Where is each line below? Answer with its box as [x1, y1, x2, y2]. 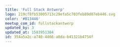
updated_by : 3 [5, 25, 34, 30]
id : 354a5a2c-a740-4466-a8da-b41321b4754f [5, 35, 93, 40]
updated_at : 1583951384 [5, 30, 54, 35]
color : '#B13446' [5, 16, 41, 21]
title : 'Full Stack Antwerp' [5, 7, 65, 12]
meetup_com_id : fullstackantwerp [5, 21, 74, 26]
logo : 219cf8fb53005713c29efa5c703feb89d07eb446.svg [5, 12, 116, 17]
